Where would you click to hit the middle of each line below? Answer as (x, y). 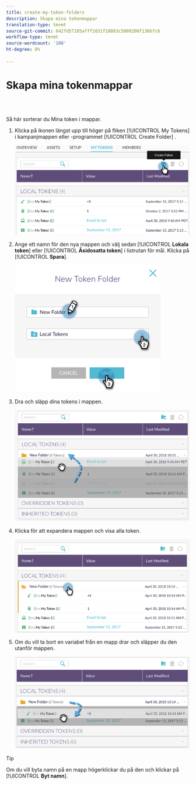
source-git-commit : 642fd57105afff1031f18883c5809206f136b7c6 (83, 31)
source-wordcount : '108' (36, 43)
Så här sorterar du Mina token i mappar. (54, 119)
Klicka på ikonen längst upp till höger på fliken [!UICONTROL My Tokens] (102, 130)
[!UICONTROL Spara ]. (41, 257)
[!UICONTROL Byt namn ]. (37, 776)
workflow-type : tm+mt (32, 37)
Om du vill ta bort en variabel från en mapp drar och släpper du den (96, 642)
